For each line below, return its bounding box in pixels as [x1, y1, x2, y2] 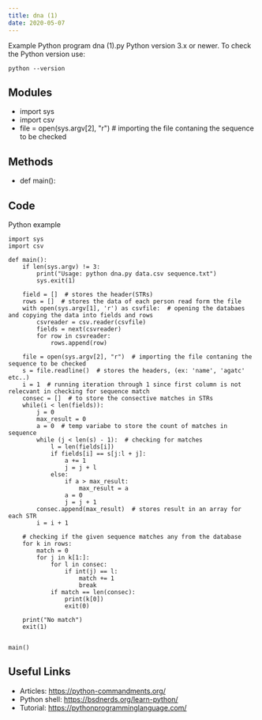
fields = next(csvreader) [36, 325, 122, 333]
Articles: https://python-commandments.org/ [19, 686, 166, 695]
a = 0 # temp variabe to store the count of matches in [36, 422, 227, 430]
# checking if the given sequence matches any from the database [22, 532, 242, 540]
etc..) [8, 373, 30, 381]
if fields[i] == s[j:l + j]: [50, 449, 147, 457]
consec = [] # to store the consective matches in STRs [22, 394, 214, 402]
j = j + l [64, 464, 97, 472]
